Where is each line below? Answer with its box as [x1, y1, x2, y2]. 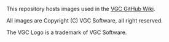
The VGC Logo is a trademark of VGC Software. [6, 29, 127, 36]
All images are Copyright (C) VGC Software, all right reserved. [6, 17, 163, 24]
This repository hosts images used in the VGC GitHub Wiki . [6, 5, 155, 12]
